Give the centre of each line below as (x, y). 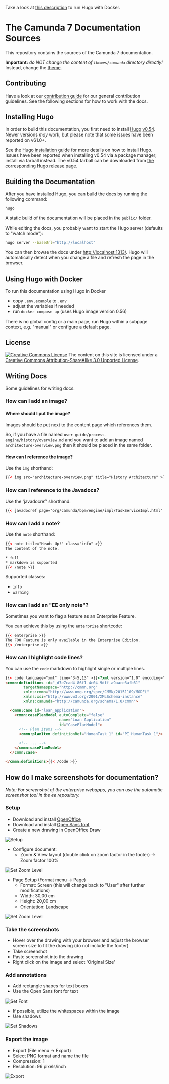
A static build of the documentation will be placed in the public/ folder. (79, 218)
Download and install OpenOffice (47, 819)
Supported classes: (25, 577)
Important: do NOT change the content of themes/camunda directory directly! (84, 62)
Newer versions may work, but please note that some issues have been (79, 134)
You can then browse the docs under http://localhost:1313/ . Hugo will (77, 252)
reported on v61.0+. (26, 140)
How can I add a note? (33, 523)
